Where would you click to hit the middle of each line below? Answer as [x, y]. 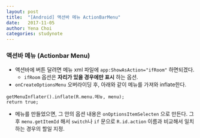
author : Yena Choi [29, 28]
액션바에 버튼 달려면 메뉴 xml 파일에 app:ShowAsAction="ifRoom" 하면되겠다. [104, 70]
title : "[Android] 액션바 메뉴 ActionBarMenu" [63, 17]
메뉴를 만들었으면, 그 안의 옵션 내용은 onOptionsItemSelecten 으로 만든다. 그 [104, 114]
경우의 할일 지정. [45, 129]
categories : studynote [34, 34]
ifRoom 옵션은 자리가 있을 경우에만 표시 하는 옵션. [81, 77]
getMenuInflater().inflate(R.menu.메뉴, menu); [65, 97]
